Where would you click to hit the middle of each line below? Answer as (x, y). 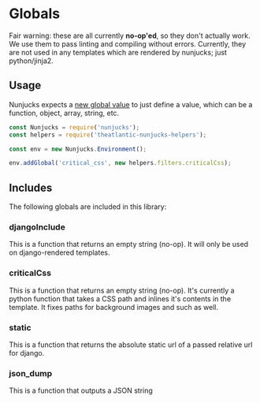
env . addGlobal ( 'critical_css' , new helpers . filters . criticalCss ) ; (120, 163)
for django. (27, 353)
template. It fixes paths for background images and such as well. (114, 307)
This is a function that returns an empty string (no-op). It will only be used (129, 244)
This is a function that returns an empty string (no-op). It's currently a (122, 290)
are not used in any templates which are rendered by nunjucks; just (118, 52)
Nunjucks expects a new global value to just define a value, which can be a (131, 104)
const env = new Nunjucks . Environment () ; (78, 149)
